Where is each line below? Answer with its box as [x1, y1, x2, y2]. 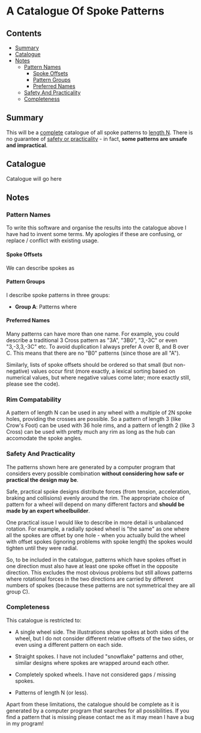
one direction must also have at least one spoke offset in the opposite [6, 562, 178, 570]
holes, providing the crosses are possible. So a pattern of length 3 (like [6, 416, 181, 423]
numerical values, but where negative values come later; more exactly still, [6, 373, 191, 381]
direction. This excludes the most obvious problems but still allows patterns [6, 569, 193, 576]
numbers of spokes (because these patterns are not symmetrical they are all [6, 581, 195, 588]
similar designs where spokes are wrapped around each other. [14, 659, 170, 666]
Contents [6, 28, 42, 39]
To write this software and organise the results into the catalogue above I [6, 224, 187, 231]
